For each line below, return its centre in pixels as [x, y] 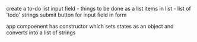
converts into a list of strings [41, 33]
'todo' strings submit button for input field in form [66, 15]
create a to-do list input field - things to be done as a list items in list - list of [99, 9]
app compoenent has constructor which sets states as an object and [90, 26]
